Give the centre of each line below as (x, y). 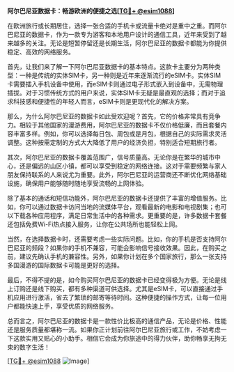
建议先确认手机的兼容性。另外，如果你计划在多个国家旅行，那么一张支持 (123, 256)
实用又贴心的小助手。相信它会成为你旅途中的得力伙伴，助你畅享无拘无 (126, 338)
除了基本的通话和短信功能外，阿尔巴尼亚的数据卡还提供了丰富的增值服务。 (114, 198)
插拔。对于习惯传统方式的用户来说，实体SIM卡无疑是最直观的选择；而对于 (114, 93)
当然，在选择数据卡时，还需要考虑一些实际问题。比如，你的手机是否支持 (111, 239)
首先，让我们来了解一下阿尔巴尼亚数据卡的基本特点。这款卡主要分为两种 (111, 67)
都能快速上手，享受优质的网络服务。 (65, 306)
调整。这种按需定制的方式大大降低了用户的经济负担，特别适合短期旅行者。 (114, 142)
